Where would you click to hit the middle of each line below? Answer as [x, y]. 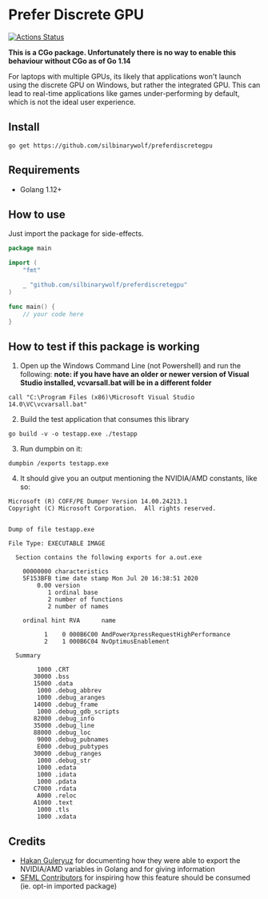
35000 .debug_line [64, 726]
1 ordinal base [73, 593]
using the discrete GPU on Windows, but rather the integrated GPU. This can [134, 85]
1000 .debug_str [64, 761]
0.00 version [59, 586]
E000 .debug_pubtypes [73, 747]
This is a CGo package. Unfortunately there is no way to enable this [122, 52]
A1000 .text [53, 803]
